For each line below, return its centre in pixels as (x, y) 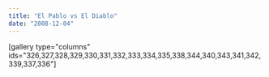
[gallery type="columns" (49, 46)
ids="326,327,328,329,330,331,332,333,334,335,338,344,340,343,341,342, (135, 55)
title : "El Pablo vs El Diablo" (63, 16)
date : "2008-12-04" (41, 24)
